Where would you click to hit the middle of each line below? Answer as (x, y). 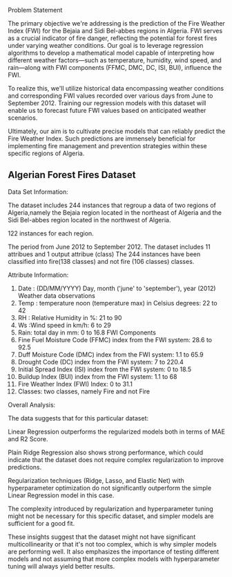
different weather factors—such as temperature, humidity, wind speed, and (115, 60)
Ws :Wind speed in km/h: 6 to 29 (64, 325)
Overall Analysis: (32, 405)
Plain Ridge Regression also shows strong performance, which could (106, 452)
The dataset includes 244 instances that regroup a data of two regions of (112, 205)
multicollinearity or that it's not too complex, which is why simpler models (112, 544)
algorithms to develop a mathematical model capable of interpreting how (111, 53)
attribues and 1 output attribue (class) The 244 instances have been (104, 254)
